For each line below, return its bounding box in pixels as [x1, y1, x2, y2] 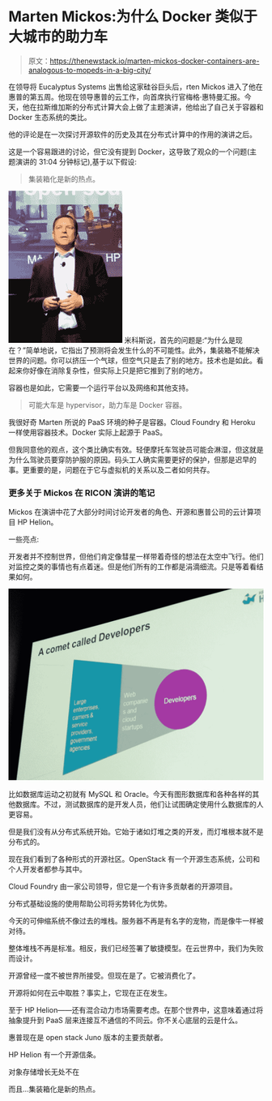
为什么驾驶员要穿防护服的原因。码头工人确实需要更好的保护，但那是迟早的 [8, 455, 257, 465]
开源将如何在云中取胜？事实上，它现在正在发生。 [8, 988, 172, 998]
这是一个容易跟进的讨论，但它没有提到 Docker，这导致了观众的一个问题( [8, 147, 250, 156]
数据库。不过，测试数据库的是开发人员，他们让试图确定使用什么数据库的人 [15, 799, 264, 809]
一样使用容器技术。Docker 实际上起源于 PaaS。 [8, 427, 168, 437]
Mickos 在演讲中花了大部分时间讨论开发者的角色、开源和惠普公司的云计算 [8, 508, 255, 517]
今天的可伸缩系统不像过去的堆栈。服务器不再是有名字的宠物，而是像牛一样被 [8, 916, 264, 926]
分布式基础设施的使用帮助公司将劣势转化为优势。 [8, 899, 172, 909]
